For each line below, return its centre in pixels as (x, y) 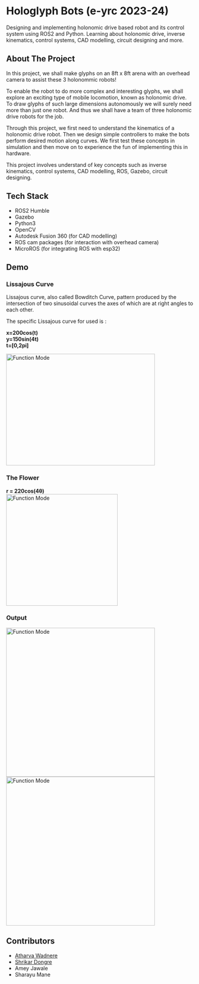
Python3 (25, 223)
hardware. (19, 153)
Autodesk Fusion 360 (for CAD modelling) (66, 236)
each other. (20, 310)
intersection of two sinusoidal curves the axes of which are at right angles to (100, 303)
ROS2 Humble (32, 210)
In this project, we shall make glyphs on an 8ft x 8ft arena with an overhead (98, 73)
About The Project (41, 59)
